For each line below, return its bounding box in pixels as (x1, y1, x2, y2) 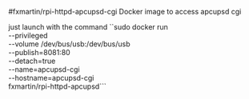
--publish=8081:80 (8, 48, 70, 57)
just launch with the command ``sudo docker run (8, 22, 168, 31)
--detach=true (8, 56, 56, 65)
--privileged (8, 31, 48, 40)
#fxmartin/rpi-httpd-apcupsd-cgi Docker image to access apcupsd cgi (8, 7, 242, 16)
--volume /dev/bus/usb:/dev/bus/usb (8, 39, 131, 49)
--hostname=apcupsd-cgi (8, 73, 94, 82)
